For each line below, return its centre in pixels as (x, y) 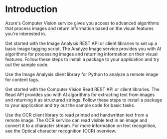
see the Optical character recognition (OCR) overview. (61, 130)
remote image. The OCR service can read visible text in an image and (76, 120)
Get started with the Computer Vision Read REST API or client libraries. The (82, 89)
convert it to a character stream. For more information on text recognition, (81, 125)
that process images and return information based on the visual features (79, 28)
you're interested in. (26, 33)
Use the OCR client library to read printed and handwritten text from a (77, 115)
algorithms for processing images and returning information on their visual (82, 54)
